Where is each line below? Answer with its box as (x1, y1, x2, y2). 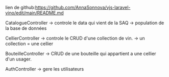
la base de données (5, 25, 47, 31)
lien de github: (5, 5, 36, 10)
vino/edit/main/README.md (5, 10, 64, 16)
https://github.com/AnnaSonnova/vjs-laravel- (35, 5, 131, 10)
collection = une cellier (5, 41, 54, 47)
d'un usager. (5, 56, 32, 62)
